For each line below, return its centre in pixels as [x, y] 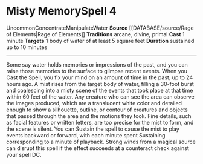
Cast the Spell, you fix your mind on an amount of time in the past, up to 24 [100, 77]
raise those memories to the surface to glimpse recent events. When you [97, 71]
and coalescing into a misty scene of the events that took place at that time [100, 90]
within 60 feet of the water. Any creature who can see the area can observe [100, 97]
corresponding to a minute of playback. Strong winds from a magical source [101, 142]
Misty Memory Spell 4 [61, 11]
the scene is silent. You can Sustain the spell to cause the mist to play [93, 129]
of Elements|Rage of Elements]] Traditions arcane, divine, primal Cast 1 [95, 34]
